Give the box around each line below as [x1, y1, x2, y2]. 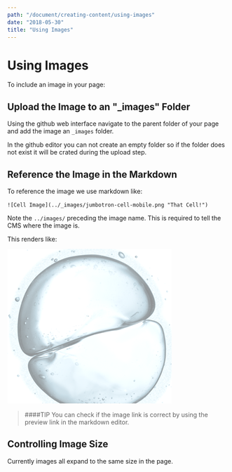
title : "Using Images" [7, 26, 74, 33]
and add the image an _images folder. [7, 127, 114, 136]
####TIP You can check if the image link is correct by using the [24, 410, 208, 419]
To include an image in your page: [7, 81, 105, 89]
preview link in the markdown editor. [24, 418, 130, 426]
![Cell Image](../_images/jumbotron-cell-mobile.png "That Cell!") [7, 201, 209, 209]
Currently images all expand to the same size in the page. [7, 457, 173, 465]
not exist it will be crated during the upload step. [7, 148, 147, 157]
